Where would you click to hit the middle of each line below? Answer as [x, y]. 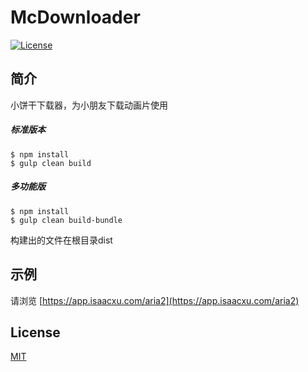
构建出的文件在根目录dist [61, 240]
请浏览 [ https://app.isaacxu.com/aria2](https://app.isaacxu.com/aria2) [155, 300]
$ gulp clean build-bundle [66, 220]
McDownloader [75, 17]
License [35, 332]
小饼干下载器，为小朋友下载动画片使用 [89, 105]
